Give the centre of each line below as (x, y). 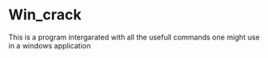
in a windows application (50, 45)
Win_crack (45, 15)
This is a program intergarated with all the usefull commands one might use (134, 37)
